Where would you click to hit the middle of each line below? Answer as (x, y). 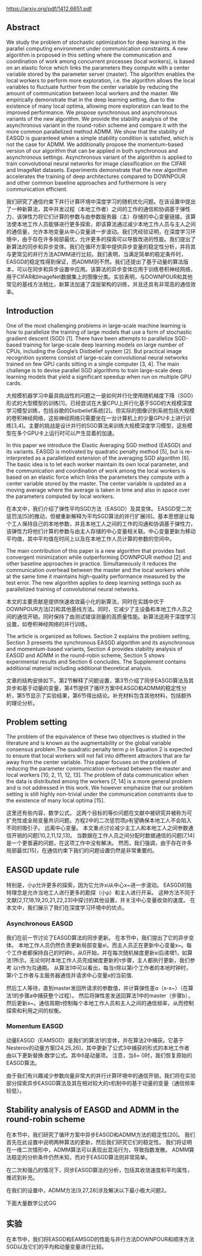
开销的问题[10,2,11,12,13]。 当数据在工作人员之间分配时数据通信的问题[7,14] (103, 836)
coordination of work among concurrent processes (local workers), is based (100, 61)
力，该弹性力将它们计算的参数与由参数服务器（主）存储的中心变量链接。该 (98, 217)
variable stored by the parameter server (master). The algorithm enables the (101, 74)
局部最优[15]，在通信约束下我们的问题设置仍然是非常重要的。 (82, 851)
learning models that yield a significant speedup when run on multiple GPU (99, 377)
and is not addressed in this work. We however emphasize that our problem (100, 788)
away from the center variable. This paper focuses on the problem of (92, 762)
